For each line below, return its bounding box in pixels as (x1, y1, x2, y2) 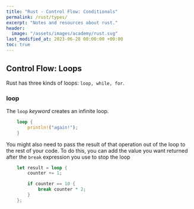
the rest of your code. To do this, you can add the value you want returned (6, 147, 188, 154)
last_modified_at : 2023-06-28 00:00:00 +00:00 (6, 36, 123, 42)
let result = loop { (17, 165, 68, 171)
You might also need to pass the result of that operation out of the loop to (6, 140, 186, 148)
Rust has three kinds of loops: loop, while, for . (6, 79, 125, 86)
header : (6, 25, 26, 31)
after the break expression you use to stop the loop (6, 153, 131, 160)
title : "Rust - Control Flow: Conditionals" (6, 8, 118, 15)
